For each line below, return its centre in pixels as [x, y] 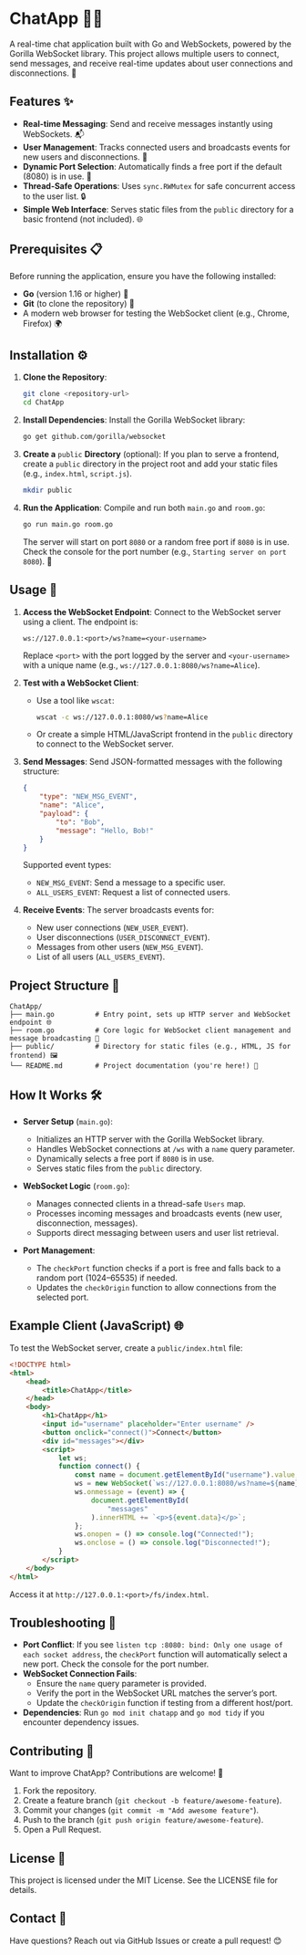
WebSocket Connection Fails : [80, 1674]
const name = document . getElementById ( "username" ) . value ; [187, 1475]
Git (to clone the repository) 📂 [78, 303]
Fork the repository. [60, 1791]
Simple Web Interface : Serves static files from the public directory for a [158, 209]
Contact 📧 [38, 1919]
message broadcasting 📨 [55, 1039]
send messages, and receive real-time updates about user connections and [151, 63]
